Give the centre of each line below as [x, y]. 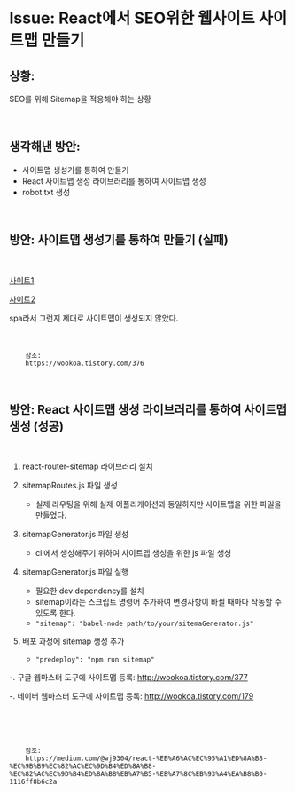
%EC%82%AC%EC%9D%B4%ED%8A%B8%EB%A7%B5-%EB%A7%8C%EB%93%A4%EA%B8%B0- [138, 774]
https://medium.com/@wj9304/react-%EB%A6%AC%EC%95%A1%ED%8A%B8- [146, 759]
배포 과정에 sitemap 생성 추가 [73, 641]
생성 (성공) [37, 427]
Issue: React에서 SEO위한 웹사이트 [132, 18]
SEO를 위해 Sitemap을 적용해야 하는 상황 [81, 99]
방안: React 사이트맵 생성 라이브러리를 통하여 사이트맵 [148, 410]
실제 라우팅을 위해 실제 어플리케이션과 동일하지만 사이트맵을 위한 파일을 [158, 504]
